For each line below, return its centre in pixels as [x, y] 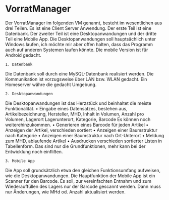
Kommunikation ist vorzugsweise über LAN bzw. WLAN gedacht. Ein [76, 79]
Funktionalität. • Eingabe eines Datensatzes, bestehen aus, [66, 108]
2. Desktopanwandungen [29, 94]
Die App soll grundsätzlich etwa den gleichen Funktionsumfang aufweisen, [83, 170]
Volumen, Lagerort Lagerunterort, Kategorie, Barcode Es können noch [78, 119]
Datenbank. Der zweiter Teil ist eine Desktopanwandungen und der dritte [81, 33]
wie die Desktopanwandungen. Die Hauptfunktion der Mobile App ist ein [80, 176]
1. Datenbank [19, 64]
